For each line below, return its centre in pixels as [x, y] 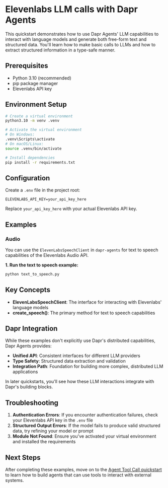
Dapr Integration [31, 329]
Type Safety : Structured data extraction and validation [69, 361]
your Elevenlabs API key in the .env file [53, 420]
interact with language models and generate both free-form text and [76, 39]
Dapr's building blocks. [29, 387]
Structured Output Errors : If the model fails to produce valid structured [87, 426]
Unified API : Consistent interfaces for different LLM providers [76, 356]
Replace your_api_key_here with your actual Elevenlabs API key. [71, 209]
